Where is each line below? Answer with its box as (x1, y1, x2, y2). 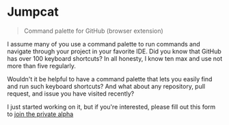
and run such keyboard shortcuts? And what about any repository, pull (7, 82, 206, 90)
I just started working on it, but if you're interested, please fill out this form (7, 102, 216, 111)
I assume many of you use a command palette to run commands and (7, 40, 200, 48)
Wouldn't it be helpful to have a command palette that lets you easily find (7, 74, 213, 83)
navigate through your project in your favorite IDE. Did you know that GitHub (7, 47, 221, 55)
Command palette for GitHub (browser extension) (23, 27, 164, 35)
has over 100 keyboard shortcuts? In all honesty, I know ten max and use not (7, 54, 223, 62)
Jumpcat (7, 4, 59, 20)
